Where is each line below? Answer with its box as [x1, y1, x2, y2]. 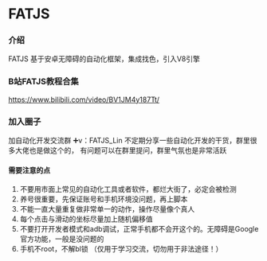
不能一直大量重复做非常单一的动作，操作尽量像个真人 [19, 205, 195, 214]
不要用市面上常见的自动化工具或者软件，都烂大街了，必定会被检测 [19, 185, 237, 194]
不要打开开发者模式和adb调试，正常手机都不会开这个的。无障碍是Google [19, 224, 259, 234]
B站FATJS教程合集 [8, 76, 80, 88]
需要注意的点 [8, 165, 50, 175]
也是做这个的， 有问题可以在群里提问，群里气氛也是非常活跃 [29, 146, 227, 155]
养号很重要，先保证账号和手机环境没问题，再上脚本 [19, 194, 188, 204]
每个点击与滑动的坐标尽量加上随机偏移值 [19, 214, 153, 224]
